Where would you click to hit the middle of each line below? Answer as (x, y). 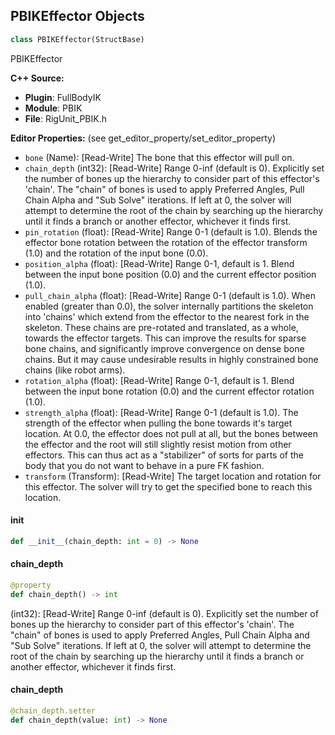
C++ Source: (37, 78)
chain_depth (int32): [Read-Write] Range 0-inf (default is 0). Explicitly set (174, 168)
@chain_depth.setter (53, 710)
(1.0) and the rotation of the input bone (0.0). (116, 253)
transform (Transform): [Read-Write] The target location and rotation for (173, 476)
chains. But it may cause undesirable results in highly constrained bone (171, 359)
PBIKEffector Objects (77, 16)
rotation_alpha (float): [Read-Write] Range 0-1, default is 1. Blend (159, 380)
